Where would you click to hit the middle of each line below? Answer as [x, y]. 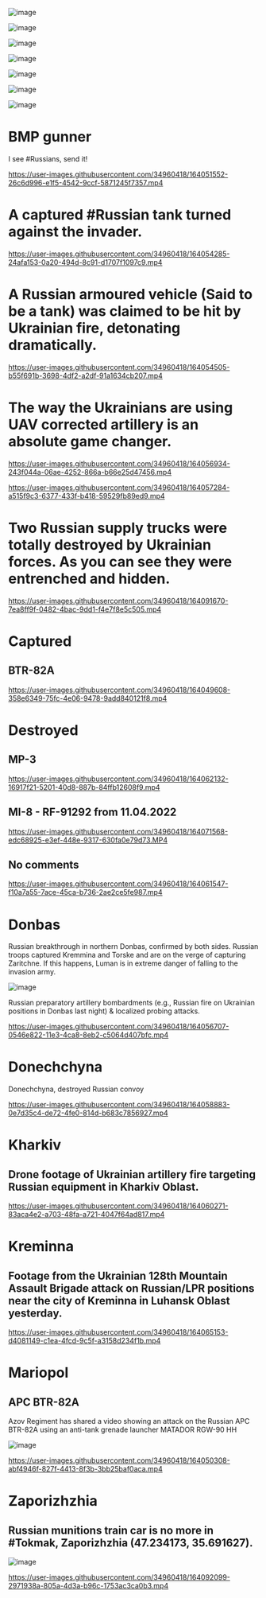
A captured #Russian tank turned [120, 215]
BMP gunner [50, 137]
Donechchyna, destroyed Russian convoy [76, 1089]
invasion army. [32, 972]
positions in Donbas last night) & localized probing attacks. [104, 1011]
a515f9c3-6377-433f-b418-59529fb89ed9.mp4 [87, 496]
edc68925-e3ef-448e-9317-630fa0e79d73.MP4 [88, 840]
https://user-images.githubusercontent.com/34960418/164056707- [119, 1027]
